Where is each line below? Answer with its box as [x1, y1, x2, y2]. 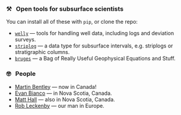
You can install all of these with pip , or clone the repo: [6, 18, 138, 25]
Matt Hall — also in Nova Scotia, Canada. [14, 95, 116, 103]
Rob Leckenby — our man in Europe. [14, 102, 105, 109]
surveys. [14, 36, 36, 43]
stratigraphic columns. [14, 49, 70, 56]
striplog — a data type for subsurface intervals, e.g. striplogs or [14, 42, 173, 49]
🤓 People [6, 70, 36, 78]
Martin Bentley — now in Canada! [14, 83, 97, 90]
